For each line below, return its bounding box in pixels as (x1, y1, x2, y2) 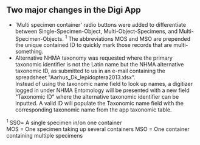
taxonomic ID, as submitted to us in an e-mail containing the (15, 67, 165, 75)
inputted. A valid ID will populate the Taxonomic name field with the (15, 100, 184, 107)
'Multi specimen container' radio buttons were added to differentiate (15, 21, 187, 28)
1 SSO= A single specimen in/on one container (6, 118, 122, 127)
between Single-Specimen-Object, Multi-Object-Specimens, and (15, 27, 178, 35)
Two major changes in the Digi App (6, 5, 141, 15)
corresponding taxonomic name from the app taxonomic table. (15, 106, 172, 113)
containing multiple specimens (6, 132, 83, 140)
